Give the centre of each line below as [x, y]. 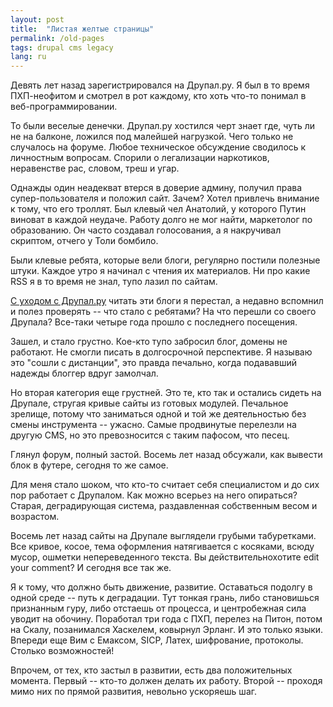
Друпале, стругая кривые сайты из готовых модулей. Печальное [149, 403]
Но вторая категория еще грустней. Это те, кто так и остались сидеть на [166, 393]
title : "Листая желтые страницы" [82, 29]
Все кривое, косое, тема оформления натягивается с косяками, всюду [162, 547]
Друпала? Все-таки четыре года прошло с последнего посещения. [154, 322]
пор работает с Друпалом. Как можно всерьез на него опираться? [154, 495]
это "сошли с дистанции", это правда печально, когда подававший [153, 363]
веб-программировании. [64, 107]
